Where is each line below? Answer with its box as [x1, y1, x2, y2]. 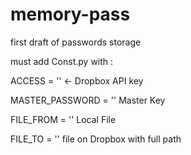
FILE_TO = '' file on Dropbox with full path [10, 133, 182, 145]
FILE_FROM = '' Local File [10, 113, 117, 125]
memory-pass [10, 3, 131, 26]
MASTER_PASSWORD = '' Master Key [10, 94, 166, 106]
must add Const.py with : [10, 55, 114, 67]
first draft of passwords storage [10, 36, 142, 48]
